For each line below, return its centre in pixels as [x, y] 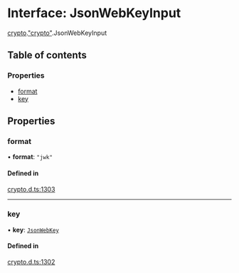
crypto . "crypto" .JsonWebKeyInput [57, 33]
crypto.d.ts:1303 [31, 189]
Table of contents [47, 55]
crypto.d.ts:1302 [31, 262]
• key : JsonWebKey [33, 230]
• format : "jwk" [30, 157]
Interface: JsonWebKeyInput [94, 13]
